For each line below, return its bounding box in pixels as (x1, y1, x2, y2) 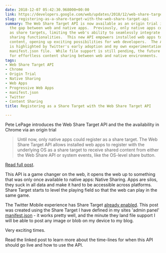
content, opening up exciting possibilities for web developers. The (9, 40, 158, 44)
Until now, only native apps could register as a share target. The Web (17, 136, 158, 142)
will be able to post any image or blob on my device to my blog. (5, 218, 134, 223)
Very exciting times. (5, 227, 45, 233)
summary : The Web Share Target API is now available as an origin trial (5, 21, 158, 26)
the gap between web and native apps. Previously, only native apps (9, 26, 156, 31)
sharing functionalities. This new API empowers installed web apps (9, 35, 156, 40)
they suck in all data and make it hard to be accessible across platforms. (5, 182, 152, 188)
